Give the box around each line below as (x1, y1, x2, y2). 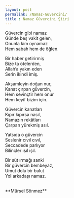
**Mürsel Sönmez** (5, 188, 47, 194)
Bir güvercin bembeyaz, (5, 162, 53, 169)
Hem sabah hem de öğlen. (5, 46, 59, 52)
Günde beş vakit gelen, (5, 35, 52, 41)
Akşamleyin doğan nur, (5, 81, 52, 87)
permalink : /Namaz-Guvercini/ (5, 12, 68, 17)
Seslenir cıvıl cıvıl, (5, 137, 42, 143)
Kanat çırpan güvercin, (5, 86, 51, 92)
